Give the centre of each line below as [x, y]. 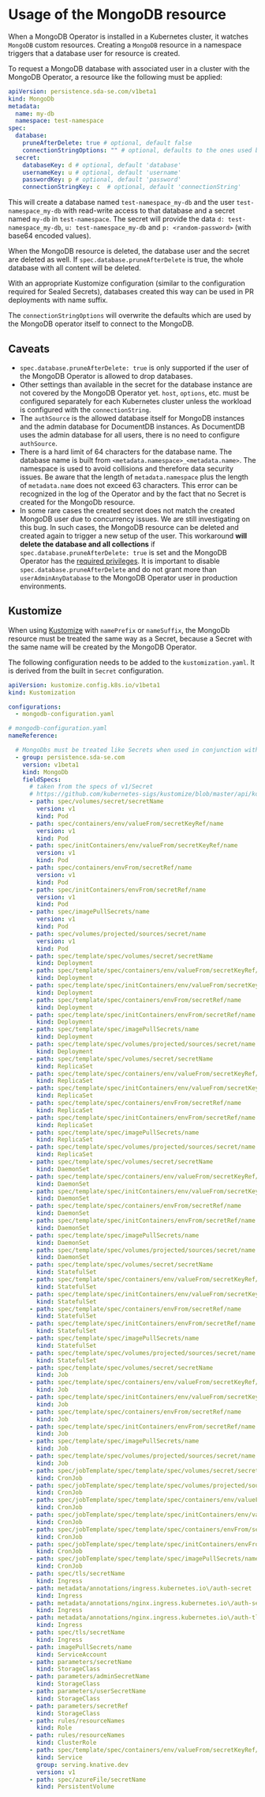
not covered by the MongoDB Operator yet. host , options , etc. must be [134, 393]
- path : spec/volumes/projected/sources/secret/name [118, 934]
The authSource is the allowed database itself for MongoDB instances [132, 418]
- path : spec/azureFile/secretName [88, 1780]
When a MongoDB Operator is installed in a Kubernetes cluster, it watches [128, 36]
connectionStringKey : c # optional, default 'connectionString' [132, 187]
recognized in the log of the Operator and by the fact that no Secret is [133, 494]
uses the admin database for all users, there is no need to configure [130, 435]
